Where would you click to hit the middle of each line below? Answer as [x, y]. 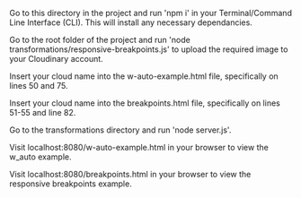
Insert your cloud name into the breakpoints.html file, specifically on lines [145, 103]
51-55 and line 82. [43, 112]
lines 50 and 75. [39, 86]
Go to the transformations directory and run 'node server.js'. [120, 130]
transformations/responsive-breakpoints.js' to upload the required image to [149, 49]
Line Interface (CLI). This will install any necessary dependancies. [131, 22]
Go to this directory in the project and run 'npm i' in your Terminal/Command [150, 13]
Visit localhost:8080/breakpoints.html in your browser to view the [130, 174]
